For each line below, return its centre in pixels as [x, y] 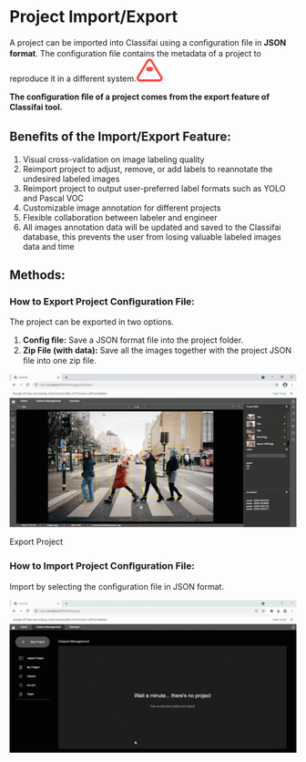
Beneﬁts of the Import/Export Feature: [120, 137]
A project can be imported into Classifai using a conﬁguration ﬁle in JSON [148, 42]
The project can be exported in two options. [92, 322]
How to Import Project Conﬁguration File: [102, 565]
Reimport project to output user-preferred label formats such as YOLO [154, 188]
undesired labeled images [71, 179]
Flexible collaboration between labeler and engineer [120, 217]
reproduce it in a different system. [73, 78]
